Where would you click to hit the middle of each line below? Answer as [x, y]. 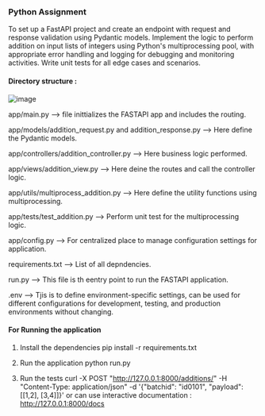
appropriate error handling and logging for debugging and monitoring [121, 55]
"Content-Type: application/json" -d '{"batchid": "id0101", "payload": [131, 387]
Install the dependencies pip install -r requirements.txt [108, 347]
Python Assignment [48, 12]
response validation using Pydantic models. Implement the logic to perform [131, 37]
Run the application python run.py [75, 363]
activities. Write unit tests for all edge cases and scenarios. [104, 63]
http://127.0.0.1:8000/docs [62, 403]
